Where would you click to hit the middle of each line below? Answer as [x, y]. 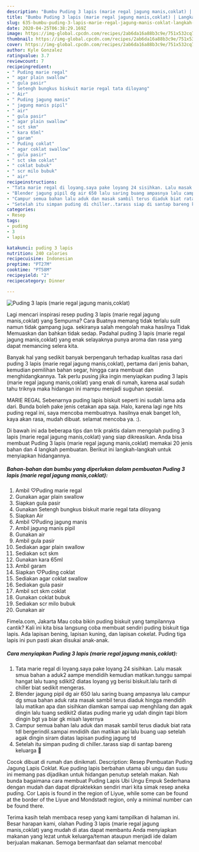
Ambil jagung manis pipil [45, 528]
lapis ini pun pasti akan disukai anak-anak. [58, 640]
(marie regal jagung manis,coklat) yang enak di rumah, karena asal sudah [96, 382]
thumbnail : [20, 39]
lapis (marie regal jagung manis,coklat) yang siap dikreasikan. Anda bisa [94, 437]
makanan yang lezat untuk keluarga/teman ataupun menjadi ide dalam [92, 836]
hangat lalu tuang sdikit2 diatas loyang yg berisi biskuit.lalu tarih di [96, 681]
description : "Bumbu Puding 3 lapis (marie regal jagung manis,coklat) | [99, 12]
